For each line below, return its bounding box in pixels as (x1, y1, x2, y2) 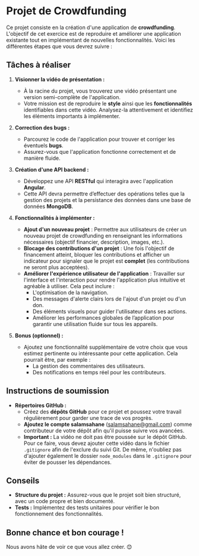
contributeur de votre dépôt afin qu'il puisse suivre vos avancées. (23, 427, 185, 434)
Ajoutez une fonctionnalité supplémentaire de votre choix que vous (23, 343, 188, 350)
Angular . (23, 184, 46, 191)
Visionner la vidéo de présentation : (14, 75, 105, 83)
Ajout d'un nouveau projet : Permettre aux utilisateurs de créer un (23, 226, 187, 233)
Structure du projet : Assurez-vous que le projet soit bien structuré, (14, 491, 181, 498)
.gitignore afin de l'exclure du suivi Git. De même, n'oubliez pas (23, 446, 182, 453)
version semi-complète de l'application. (23, 93, 121, 100)
